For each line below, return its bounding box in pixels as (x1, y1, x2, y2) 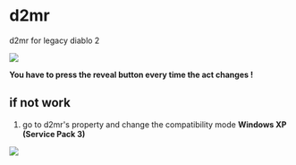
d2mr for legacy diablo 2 (9, 35, 100, 46)
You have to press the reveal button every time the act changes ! (9, 69, 253, 80)
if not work (9, 95, 72, 110)
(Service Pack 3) (21, 128, 86, 139)
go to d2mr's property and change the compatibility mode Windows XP (21, 118, 287, 130)
